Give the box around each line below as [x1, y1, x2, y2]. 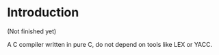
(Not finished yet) [7, 27, 57, 35]
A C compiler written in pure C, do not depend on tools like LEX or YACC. [7, 40, 213, 48]
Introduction [7, 5, 79, 20]
